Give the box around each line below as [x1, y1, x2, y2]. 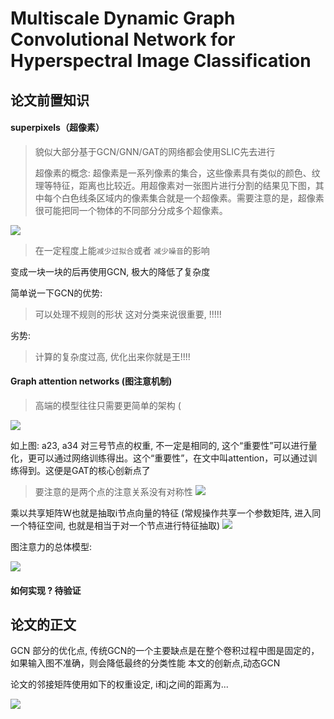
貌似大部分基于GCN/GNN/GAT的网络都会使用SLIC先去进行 [34, 145, 276, 157]
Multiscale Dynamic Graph [10, 7, 236, 30]
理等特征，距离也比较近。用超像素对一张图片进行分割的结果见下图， [34, 179, 316, 191]
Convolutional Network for [10, 28, 236, 51]
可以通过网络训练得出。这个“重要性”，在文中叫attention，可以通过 [36, 452, 309, 464]
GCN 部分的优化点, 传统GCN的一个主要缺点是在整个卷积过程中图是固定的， [10, 645, 320, 657]
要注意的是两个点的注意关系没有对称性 [34, 485, 193, 497]
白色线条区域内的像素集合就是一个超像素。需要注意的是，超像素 [61, 192, 325, 204]
